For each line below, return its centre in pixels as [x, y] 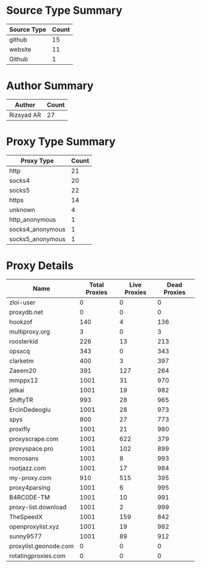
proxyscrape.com [34, 438]
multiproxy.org [30, 332]
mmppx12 [24, 380]
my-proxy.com [31, 477]
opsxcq [20, 351]
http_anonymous [33, 220]
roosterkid [24, 341]
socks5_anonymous [37, 239]
